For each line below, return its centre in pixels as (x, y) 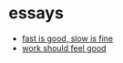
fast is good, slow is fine (67, 38)
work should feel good (64, 47)
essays (36, 13)
